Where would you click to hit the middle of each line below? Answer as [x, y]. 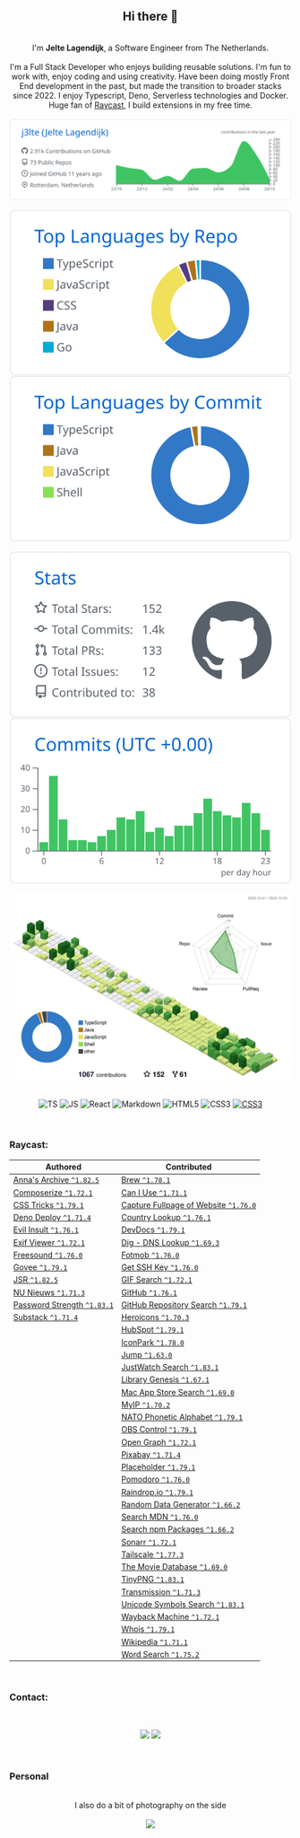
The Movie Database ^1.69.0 [174, 1567]
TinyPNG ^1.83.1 [153, 1580]
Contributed [189, 1167]
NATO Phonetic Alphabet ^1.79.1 [182, 1417]
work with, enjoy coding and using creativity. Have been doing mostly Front [150, 76]
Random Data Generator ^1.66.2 [180, 1504]
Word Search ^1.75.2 [160, 1654]
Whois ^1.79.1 [148, 1629]
